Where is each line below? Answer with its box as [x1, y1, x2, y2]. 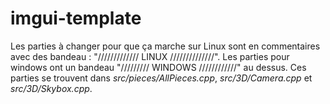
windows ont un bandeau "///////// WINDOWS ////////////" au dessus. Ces [10, 61, 307, 73]
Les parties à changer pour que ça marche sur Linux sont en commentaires [10, 40, 321, 52]
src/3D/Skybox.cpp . [10, 82, 93, 94]
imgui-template [10, 7, 142, 30]
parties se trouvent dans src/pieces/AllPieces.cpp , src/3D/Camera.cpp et [10, 72, 313, 84]
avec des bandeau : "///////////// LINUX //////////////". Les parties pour [10, 50, 290, 62]
